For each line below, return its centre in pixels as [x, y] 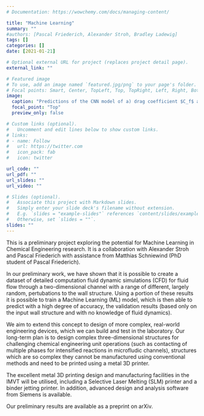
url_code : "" [23, 169]
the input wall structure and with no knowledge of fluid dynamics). [89, 312]
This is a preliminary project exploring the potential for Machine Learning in [100, 242]
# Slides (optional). [34, 197]
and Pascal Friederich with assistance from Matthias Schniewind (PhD [94, 255]
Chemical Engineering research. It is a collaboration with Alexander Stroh [98, 249]
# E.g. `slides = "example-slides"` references [70, 214]
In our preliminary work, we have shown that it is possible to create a [92, 273]
